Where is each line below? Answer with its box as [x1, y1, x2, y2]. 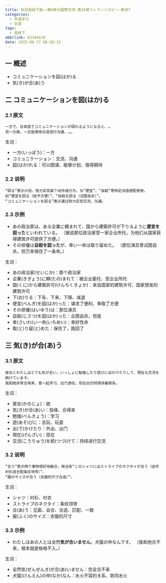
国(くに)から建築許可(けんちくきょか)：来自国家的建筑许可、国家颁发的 [12, 282, 158, 288]
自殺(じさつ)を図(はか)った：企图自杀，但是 [12, 313, 102, 319]
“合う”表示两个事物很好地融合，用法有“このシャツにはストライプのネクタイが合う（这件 [5, 464, 160, 469]
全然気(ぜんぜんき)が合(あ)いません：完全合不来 [12, 567, 110, 573]
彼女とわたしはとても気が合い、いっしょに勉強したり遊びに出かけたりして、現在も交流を [5, 370, 160, 375]
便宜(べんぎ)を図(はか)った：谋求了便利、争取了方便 [12, 300, 119, 306]
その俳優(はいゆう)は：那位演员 [12, 306, 77, 312]
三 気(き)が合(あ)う [5, 341, 62, 350]
